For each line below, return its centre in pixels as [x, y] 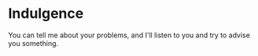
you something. [33, 43]
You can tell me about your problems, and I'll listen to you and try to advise [129, 35]
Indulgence [46, 14]
